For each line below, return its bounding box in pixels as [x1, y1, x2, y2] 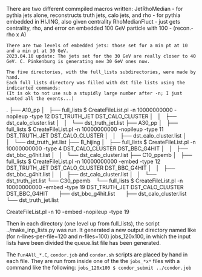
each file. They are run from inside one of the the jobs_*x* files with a [6, 258, 180, 264]
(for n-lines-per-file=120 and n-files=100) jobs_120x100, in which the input [6, 233, 191, 240]
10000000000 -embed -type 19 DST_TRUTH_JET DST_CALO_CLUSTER [6, 184, 184, 190]
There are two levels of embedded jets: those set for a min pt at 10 [6, 42, 188, 48]
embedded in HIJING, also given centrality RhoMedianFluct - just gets [6, 18, 180, 25]
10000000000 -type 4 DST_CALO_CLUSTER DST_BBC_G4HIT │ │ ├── [6, 145, 189, 152]
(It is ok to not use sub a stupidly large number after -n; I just [6, 90, 183, 96]
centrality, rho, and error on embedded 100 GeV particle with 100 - [6, 24, 172, 32]
